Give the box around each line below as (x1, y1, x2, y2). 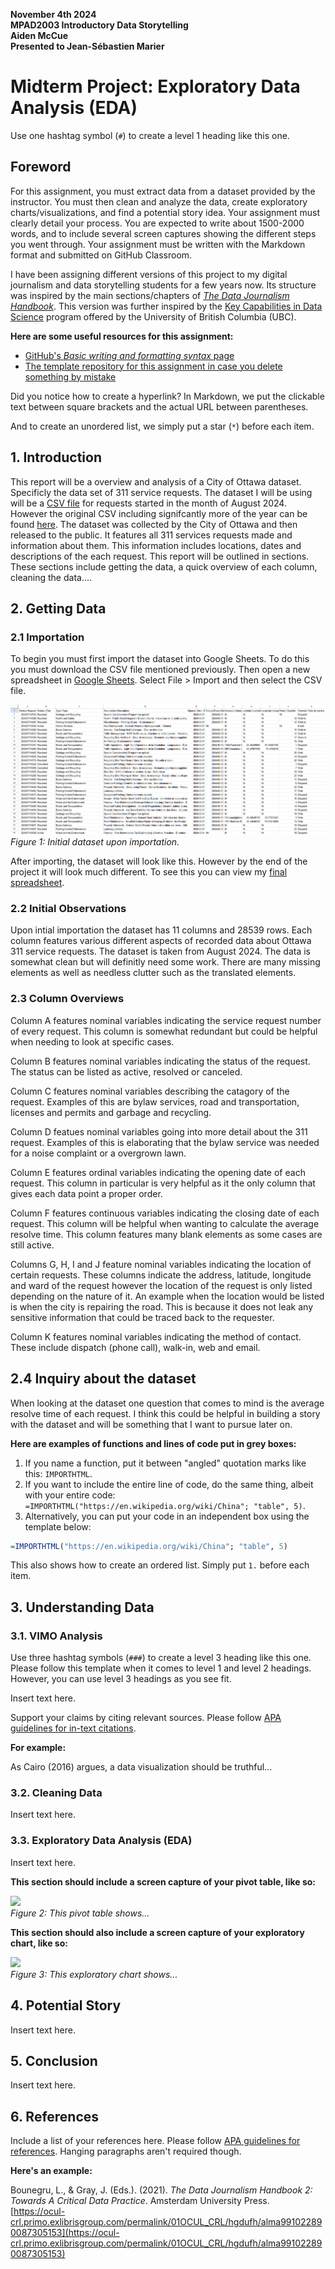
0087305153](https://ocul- (10, 2227, 120, 2239)
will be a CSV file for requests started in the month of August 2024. (10, 497, 287, 509)
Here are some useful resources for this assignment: (10, 330, 234, 342)
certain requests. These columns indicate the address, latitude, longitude (10, 1269, 312, 1281)
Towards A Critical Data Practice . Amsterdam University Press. (10, 2195, 270, 2207)
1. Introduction (10, 449, 102, 466)
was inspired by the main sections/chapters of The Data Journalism (10, 289, 290, 301)
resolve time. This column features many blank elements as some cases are (10, 1228, 323, 1240)
